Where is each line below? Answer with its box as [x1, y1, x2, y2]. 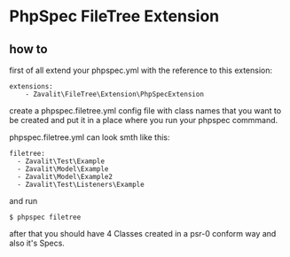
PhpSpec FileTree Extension [9, 6, 220, 27]
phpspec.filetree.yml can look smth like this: [9, 132, 170, 143]
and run [9, 196, 38, 206]
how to [9, 42, 48, 57]
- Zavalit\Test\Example [17, 157, 105, 166]
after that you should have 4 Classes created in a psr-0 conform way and [9, 229, 277, 238]
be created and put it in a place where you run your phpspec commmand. [9, 115, 278, 125]
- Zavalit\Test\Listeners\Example [17, 180, 145, 189]
